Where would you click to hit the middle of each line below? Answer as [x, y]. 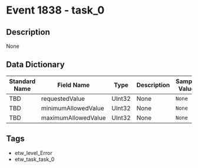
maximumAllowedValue [73, 117]
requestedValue [63, 98]
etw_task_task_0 [34, 159]
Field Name [73, 85]
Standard [22, 81]
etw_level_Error [33, 153]
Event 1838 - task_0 [55, 10]
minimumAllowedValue [72, 108]
